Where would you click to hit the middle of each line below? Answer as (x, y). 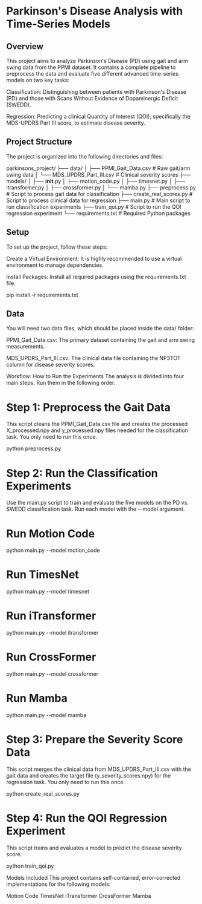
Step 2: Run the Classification (82, 473)
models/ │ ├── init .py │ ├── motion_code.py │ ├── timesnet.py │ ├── (96, 181)
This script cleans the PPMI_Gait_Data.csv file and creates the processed (97, 424)
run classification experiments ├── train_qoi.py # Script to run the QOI (94, 206)
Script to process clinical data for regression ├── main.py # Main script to (98, 200)
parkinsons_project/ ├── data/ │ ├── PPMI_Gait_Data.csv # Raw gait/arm (98, 168)
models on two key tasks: (38, 80)
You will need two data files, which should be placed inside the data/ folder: (100, 329)
